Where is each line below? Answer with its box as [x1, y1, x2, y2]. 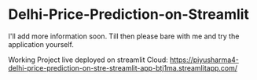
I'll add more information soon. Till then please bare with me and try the [8, 31, 240, 41]
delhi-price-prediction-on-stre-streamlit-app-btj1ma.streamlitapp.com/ [8, 63, 238, 72]
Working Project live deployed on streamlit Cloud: [8, 55, 169, 64]
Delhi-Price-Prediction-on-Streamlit [8, 5, 250, 24]
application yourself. [8, 39, 75, 49]
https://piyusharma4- [170, 55, 240, 64]
